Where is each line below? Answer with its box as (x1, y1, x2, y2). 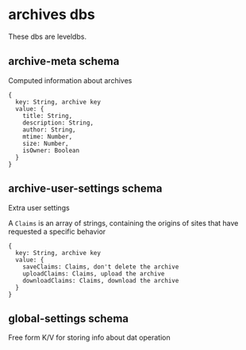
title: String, (22, 112, 73, 120)
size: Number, (22, 139, 69, 147)
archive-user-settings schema (8, 182, 163, 196)
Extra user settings (8, 203, 70, 212)
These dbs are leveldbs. (8, 32, 87, 41)
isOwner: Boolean (22, 146, 80, 154)
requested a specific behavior (8, 226, 106, 236)
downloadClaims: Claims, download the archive (22, 276, 179, 284)
